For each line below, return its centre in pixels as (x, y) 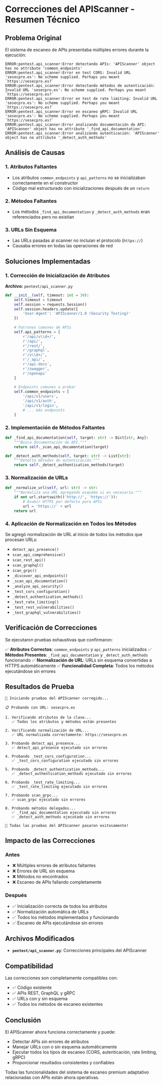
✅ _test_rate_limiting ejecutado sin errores (60, 787)
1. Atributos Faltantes (31, 167)
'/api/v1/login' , (40, 406)
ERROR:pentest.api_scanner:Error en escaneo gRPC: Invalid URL (71, 112)
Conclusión (23, 1020)
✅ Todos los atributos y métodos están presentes (64, 722)
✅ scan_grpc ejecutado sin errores (49, 800)
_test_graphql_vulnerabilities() (47, 612)
